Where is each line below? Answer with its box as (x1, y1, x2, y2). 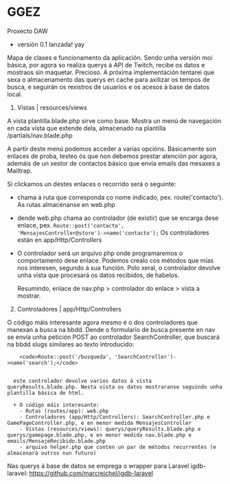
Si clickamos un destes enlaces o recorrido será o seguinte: (7, 179, 176, 188)
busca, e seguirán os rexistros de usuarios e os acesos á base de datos (7, 82, 209, 91)
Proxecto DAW (7, 27, 48, 35)
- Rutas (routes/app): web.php (19, 407, 109, 415)
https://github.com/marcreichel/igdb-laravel (29, 469, 153, 477)
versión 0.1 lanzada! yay (16, 40, 84, 48)
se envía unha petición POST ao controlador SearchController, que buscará (7, 333, 220, 341)
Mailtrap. (7, 166, 32, 175)
